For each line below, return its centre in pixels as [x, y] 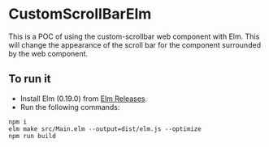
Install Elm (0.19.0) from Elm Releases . [84, 99]
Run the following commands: [70, 107]
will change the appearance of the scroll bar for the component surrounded [135, 44]
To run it [30, 79]
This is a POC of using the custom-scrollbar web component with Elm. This [134, 36]
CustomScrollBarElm [80, 14]
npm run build [33, 136]
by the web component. [48, 53]
